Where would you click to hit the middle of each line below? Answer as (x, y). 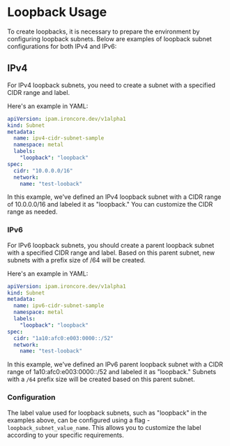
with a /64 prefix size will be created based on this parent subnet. (101, 379)
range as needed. (32, 212)
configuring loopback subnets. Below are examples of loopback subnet (110, 38)
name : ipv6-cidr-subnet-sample (59, 306)
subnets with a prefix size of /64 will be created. (77, 260)
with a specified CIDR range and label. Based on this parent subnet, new (111, 253)
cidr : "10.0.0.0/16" (43, 171)
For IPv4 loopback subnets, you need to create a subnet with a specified (112, 85)
